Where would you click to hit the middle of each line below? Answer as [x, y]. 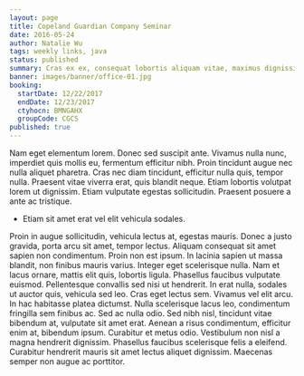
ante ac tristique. [41, 201]
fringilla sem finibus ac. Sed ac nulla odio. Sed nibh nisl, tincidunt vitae [141, 313]
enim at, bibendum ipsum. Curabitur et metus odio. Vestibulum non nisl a [145, 333]
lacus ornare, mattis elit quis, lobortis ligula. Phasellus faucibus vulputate [145, 275]
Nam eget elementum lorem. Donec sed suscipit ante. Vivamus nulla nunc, [148, 153]
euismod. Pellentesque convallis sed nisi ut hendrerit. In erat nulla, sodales [148, 284]
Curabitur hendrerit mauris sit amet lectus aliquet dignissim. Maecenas [141, 352]
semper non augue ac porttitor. [67, 362]
